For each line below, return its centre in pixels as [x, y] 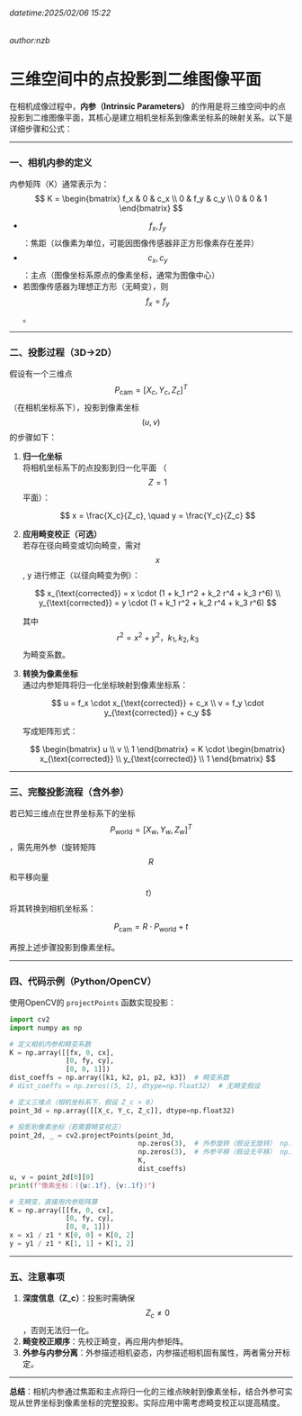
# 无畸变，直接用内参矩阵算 [54, 1202]
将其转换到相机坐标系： [53, 908]
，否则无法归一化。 [58, 1330]
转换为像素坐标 [50, 674]
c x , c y [158, 259]
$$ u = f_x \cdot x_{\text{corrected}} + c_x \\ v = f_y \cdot [158, 703]
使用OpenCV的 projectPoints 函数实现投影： [93, 1002]
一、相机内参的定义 [51, 163]
